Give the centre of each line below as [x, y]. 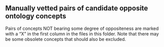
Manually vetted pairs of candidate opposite [77, 8]
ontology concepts [36, 16]
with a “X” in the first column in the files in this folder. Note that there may [82, 34]
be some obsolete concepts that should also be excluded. [66, 39]
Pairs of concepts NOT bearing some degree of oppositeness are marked [82, 28]
